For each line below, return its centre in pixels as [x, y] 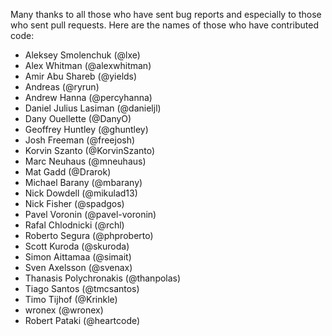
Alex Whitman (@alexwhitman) [88, 65]
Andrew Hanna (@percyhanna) [88, 97]
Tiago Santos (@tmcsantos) [82, 288]
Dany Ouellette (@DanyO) [78, 118]
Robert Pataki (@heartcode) [82, 320]
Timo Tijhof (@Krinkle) [71, 299]
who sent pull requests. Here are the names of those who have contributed [164, 25]
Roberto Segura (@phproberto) [89, 235]
